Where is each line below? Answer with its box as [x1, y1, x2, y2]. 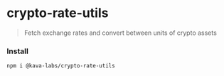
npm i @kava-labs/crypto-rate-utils [6, 63, 115, 70]
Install [6, 46, 29, 56]
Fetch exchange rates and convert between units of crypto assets [23, 28, 218, 37]
